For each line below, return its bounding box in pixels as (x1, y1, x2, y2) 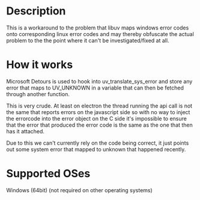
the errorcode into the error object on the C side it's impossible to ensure (6, 115, 187, 122)
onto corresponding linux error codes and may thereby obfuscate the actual (6, 30, 194, 37)
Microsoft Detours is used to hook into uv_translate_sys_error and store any (6, 77, 193, 85)
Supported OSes (6, 167, 91, 181)
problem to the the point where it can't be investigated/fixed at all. (6, 37, 169, 44)
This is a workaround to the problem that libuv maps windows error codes (6, 24, 189, 31)
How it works (6, 58, 73, 71)
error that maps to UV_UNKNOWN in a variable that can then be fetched (6, 84, 184, 91)
